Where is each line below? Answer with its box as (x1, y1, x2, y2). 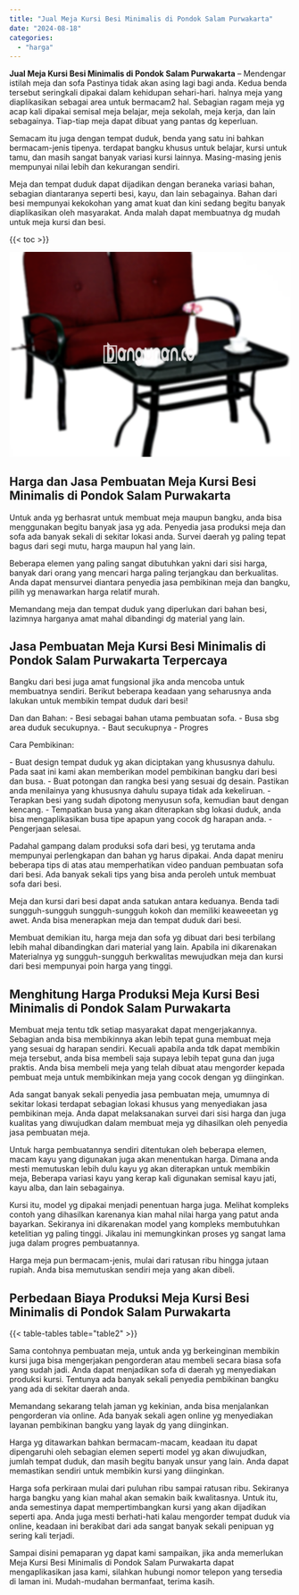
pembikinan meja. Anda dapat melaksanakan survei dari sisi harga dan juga (9, 1108, 287, 1119)
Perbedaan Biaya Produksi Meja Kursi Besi (9, 1290, 250, 1305)
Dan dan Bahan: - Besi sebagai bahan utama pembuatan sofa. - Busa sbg (9, 713, 279, 724)
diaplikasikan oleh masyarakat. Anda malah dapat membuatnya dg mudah (9, 207, 281, 218)
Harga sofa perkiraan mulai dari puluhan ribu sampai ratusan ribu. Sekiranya (9, 1483, 290, 1494)
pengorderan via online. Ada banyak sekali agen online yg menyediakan (9, 1410, 274, 1421)
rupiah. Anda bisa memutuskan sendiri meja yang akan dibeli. (9, 1264, 235, 1275)
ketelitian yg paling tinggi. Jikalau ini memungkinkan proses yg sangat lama (9, 1229, 287, 1239)
